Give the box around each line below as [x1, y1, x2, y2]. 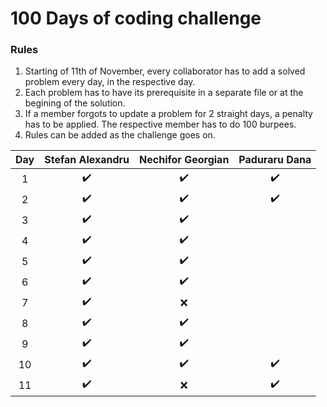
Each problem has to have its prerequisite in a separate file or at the [24, 87, 304, 99]
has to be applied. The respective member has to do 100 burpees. [24, 118, 297, 131]
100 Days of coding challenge [10, 7, 262, 30]
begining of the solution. [24, 97, 126, 109]
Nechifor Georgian [139, 153, 230, 167]
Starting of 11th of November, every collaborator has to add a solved [24, 65, 306, 77]
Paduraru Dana [238, 153, 312, 167]
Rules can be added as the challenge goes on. [24, 129, 216, 141]
